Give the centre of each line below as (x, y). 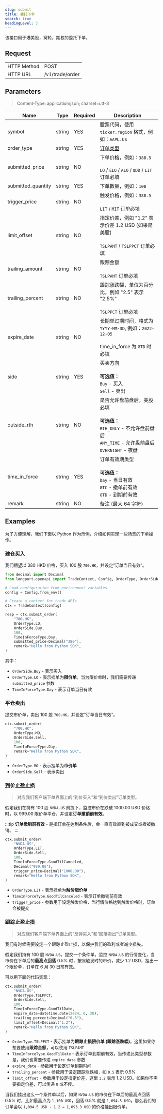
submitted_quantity (29, 186)
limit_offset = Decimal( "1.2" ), (44, 1022)
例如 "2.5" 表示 (127, 292)
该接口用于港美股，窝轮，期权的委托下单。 (48, 38)
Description (128, 115)
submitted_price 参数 (33, 683)
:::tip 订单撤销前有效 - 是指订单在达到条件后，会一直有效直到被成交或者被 (78, 824)
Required (84, 115)
